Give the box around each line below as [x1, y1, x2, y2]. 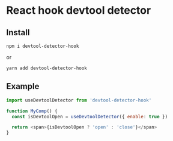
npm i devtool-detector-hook [6, 43, 79, 49]
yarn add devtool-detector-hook [6, 65, 87, 71]
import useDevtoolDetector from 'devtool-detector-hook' [6, 97, 152, 103]
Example [6, 81, 40, 91]
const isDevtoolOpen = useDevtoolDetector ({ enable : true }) [11, 114, 168, 119]
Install [6, 27, 30, 38]
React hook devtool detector [6, 4, 151, 17]
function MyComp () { [6, 108, 58, 114]
